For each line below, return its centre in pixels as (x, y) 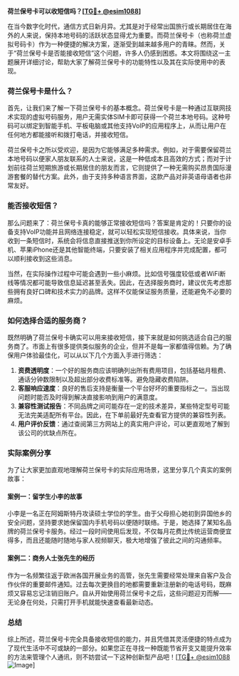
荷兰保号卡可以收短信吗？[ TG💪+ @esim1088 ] (74, 11)
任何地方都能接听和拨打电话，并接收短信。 (70, 135)
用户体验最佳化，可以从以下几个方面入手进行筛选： (88, 355)
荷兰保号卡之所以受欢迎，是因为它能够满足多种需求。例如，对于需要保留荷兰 (119, 150)
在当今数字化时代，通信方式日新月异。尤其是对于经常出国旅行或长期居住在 (116, 26)
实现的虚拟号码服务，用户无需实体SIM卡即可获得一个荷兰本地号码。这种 (119, 117)
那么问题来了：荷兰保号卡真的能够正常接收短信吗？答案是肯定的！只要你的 (116, 222)
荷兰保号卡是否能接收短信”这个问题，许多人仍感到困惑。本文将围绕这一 (121, 53)
